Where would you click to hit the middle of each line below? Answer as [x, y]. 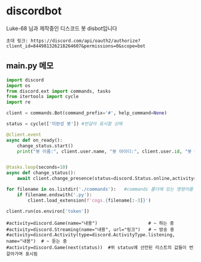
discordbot [34, 11]
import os [19, 86]
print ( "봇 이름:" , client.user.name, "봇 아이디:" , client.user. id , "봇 [104, 151]
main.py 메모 [30, 66]
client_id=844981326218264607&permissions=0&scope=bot [76, 46]
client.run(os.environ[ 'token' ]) [48, 211]
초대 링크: [17, 41]
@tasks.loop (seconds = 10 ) [37, 167]
